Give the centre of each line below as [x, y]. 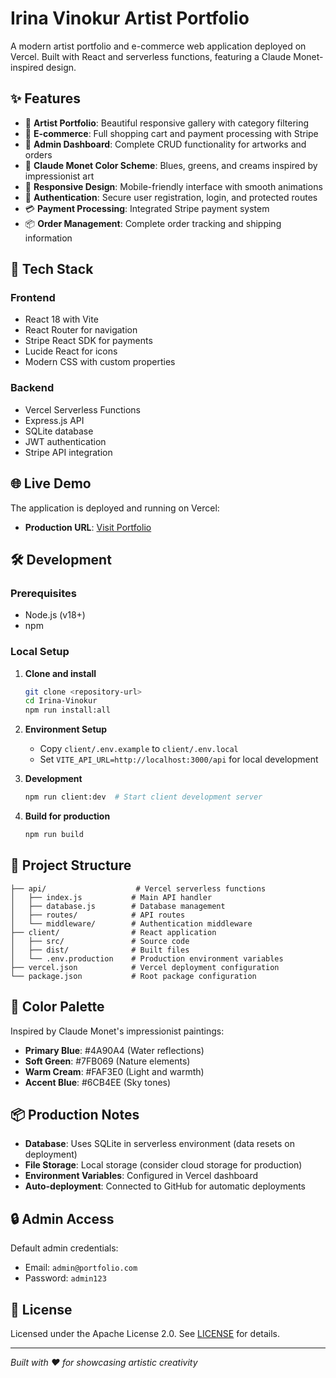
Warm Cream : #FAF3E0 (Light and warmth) [114, 1071]
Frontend [33, 298]
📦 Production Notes [75, 1114]
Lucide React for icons [71, 351]
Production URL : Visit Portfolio [88, 527]
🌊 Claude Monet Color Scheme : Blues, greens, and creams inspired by [171, 165]
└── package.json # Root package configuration [133, 976]
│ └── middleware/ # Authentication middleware [131, 923]
